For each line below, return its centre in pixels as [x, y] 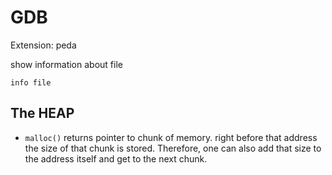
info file [31, 82]
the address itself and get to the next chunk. [116, 158]
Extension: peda [43, 45]
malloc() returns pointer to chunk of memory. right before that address [171, 137]
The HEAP [42, 113]
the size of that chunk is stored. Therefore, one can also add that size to [173, 148]
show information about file [66, 64]
